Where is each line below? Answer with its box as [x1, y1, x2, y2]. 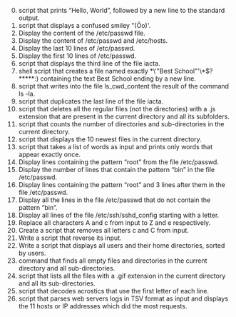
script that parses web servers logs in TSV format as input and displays [18, 294, 229, 303]
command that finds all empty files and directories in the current [18, 256, 207, 265]
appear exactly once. [18, 150, 81, 158]
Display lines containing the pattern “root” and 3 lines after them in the [18, 181, 225, 188]
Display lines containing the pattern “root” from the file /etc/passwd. [18, 158, 220, 166]
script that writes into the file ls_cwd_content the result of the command [18, 82, 230, 90]
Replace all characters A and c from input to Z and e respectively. [18, 218, 211, 227]
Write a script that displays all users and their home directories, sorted [18, 241, 225, 249]
